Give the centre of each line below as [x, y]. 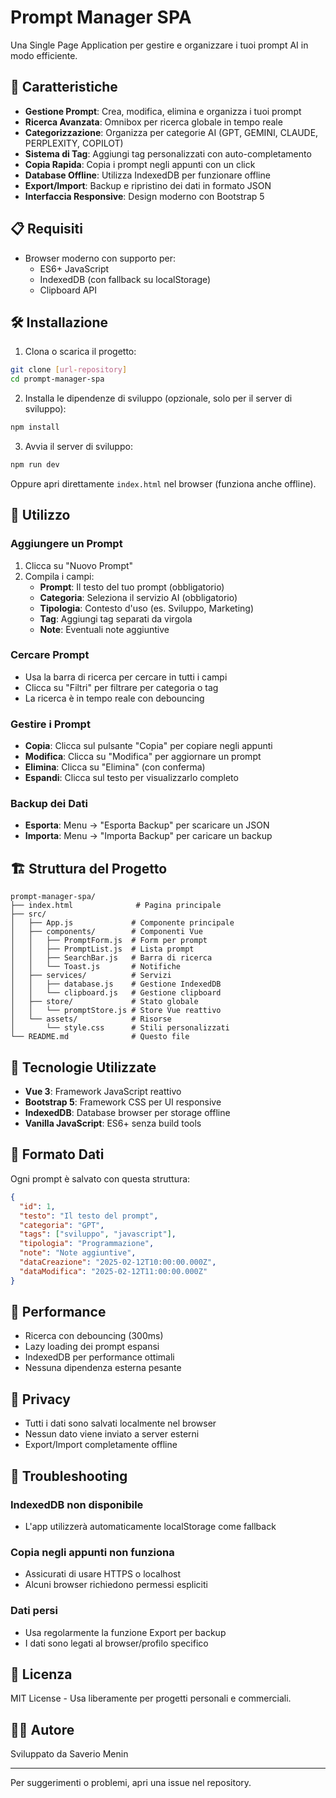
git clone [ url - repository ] [69, 370]
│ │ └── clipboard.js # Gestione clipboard [116, 993]
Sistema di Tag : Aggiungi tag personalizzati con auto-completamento [168, 153]
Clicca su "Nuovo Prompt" [79, 565]
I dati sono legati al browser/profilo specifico [116, 1643]
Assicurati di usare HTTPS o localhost [102, 1574]
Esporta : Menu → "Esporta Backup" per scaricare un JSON [147, 825]
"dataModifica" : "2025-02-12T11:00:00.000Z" [113, 1271]
